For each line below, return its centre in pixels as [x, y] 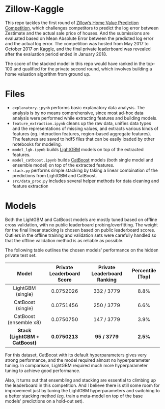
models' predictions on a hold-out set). [44, 401]
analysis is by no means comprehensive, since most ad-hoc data [78, 113]
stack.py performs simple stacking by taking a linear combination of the [85, 170]
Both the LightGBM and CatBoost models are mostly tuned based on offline [81, 220]
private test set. [21, 255]
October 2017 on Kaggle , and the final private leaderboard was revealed [78, 49]
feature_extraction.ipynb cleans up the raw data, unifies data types [82, 123]
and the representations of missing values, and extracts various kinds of [85, 128]
